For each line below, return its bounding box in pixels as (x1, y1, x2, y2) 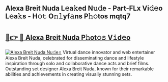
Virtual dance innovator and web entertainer (63, 49, 155, 55)
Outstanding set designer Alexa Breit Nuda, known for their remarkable (5, 66, 154, 72)
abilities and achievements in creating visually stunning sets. (5, 71, 132, 77)
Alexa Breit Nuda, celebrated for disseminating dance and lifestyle (5, 55, 144, 61)
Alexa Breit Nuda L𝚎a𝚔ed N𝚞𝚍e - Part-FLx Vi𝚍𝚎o (5, 4, 163, 13)
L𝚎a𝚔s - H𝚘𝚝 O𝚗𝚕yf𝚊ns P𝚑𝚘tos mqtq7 (5, 12, 131, 21)
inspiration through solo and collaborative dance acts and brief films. (5, 61, 150, 66)
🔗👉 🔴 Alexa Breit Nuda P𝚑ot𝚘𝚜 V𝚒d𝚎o (5, 33, 131, 42)
